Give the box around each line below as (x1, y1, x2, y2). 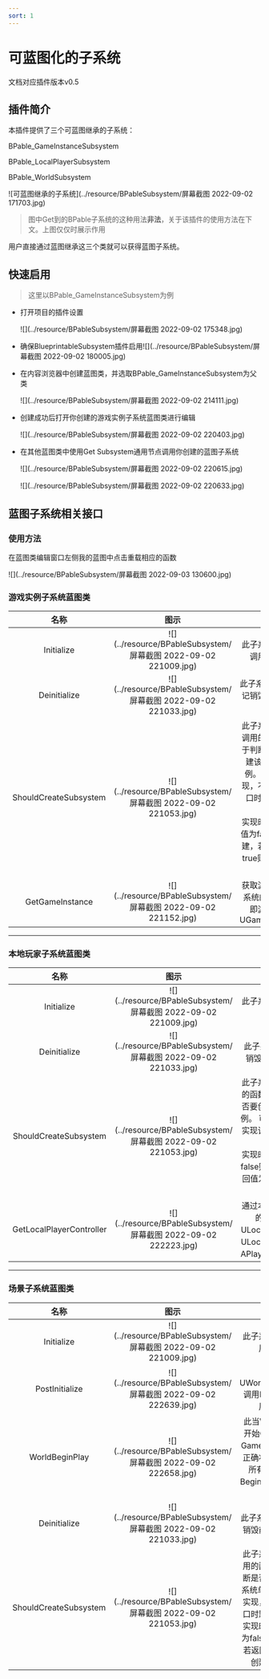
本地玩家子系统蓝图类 (8, 949, 90, 960)
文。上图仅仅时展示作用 (27, 225, 106, 234)
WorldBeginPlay (29, 1451, 90, 1462)
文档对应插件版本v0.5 (8, 77, 79, 87)
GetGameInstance (25, 896, 94, 908)
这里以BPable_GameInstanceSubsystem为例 (27, 291, 175, 300)
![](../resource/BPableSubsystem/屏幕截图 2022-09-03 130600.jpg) (8, 569, 232, 579)
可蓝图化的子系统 (8, 49, 122, 67)
